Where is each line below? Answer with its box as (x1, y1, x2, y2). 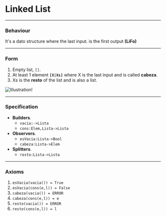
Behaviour (5, 27, 31, 34)
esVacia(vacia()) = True (12, 180, 64, 185)
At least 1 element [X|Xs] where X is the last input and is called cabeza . (12, 72, 158, 77)
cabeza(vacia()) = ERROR (12, 191, 64, 196)
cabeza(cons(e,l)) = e (12, 196, 59, 201)
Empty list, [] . (12, 67, 41, 72)
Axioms (5, 168, 24, 175)
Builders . (12, 114, 32, 120)
